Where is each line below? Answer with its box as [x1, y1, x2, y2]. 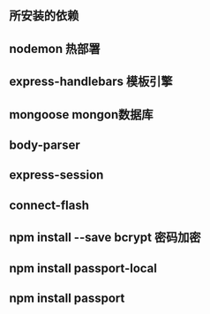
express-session [9, 167, 104, 183]
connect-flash [9, 197, 90, 212]
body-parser [9, 137, 81, 152]
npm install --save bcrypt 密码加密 [9, 230, 201, 245]
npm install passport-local [9, 260, 157, 276]
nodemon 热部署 [9, 41, 101, 56]
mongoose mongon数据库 [9, 107, 154, 122]
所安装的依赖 [9, 8, 79, 24]
